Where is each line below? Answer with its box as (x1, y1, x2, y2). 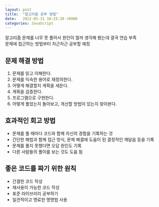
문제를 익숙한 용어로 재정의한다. (12, 77, 72, 83)
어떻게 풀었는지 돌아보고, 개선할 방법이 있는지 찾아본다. (12, 101, 117, 107)
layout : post (5, 7, 32, 12)
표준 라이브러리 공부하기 (12, 190, 59, 196)
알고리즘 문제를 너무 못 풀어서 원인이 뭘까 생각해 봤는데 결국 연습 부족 (5, 35, 137, 41)
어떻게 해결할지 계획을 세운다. (12, 83, 69, 88)
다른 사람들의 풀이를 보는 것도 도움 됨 (12, 148, 83, 154)
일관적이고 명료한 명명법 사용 (12, 196, 68, 203)
